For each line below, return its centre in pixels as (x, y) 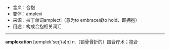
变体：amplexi (27, 14)
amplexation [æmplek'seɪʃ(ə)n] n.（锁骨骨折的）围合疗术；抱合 (72, 42)
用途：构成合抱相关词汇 (37, 26)
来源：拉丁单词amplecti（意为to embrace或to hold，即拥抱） (76, 20)
